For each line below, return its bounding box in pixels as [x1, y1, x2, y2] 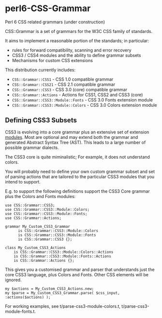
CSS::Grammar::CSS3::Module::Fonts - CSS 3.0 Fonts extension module [12, 97, 153, 102]
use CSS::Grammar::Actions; [5, 216, 62, 220]
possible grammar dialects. [5, 144, 59, 151]
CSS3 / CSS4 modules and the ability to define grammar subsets [12, 52, 141, 58]
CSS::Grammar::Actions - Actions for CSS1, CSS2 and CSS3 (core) [12, 92, 143, 98]
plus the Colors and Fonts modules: [5, 193, 76, 199]
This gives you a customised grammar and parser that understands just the [5, 267, 155, 272]
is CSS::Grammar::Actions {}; [14, 258, 75, 263]
